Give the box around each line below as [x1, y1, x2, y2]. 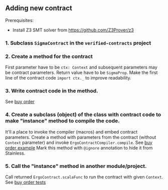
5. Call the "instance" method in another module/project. [5, 162, 147, 169]
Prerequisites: [5, 17, 34, 23]
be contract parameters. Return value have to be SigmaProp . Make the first [5, 69, 158, 75]
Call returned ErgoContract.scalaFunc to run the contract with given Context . [5, 173, 163, 179]
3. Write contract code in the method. [5, 87, 98, 94]
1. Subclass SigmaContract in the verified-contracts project [5, 39, 151, 46]
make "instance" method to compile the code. [5, 117, 120, 124]
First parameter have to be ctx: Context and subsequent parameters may [5, 64, 158, 70]
